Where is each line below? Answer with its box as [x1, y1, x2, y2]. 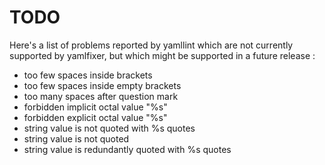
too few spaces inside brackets [23, 69, 153, 81]
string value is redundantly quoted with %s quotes [23, 143, 232, 155]
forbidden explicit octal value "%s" [23, 111, 168, 123]
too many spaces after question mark [23, 90, 179, 102]
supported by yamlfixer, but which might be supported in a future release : [9, 49, 316, 61]
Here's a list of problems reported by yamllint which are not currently [9, 39, 294, 51]
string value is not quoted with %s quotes [23, 122, 196, 134]
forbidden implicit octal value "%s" [23, 101, 168, 113]
